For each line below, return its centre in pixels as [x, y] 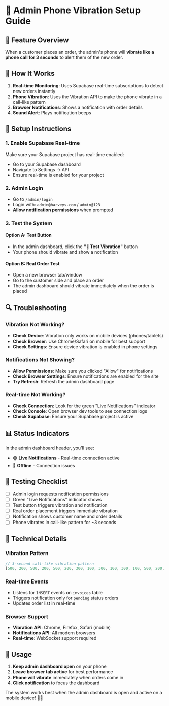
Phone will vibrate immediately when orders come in [68, 678]
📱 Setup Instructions [38, 129]
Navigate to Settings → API [41, 169]
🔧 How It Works [30, 73]
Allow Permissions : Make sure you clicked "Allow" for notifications [83, 371]
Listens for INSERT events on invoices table [58, 593]
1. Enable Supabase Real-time [43, 143]
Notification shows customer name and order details [67, 517]
